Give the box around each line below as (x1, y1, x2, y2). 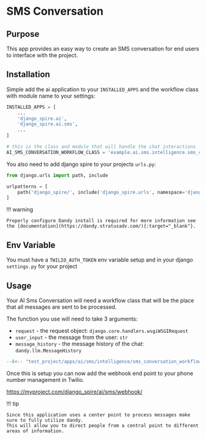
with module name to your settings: (6, 92, 96, 99)
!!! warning (6, 206, 34, 213)
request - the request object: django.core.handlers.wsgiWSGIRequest (15, 327, 189, 334)
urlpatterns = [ (6, 183, 48, 190)
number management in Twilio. (6, 376, 85, 383)
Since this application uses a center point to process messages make (6, 411, 191, 418)
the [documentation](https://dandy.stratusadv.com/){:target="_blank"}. (6, 223, 196, 230)
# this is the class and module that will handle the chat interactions (6, 144, 196, 150)
